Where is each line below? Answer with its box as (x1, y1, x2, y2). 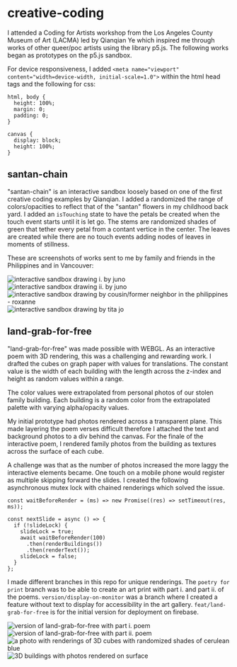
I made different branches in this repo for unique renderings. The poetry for (7, 577, 230, 586)
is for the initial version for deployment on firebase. (50, 608, 200, 616)
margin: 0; (13, 106, 46, 113)
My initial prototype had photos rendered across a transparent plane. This (7, 416, 223, 426)
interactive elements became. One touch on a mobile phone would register (7, 468, 225, 477)
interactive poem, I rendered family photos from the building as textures (7, 439, 217, 447)
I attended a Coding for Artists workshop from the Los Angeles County (7, 28, 214, 37)
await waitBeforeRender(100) (20, 534, 106, 541)
